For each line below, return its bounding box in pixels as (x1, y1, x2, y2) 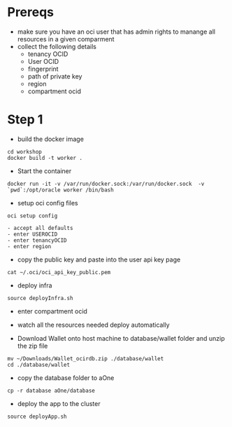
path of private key (27, 72, 82, 81)
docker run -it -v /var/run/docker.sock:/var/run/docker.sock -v (7, 180, 205, 187)
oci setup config (7, 212, 58, 219)
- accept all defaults (7, 224, 73, 231)
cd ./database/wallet (7, 361, 71, 368)
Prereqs (7, 4, 55, 20)
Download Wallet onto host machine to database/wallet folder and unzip (17, 334, 225, 342)
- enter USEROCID (7, 231, 58, 238)
